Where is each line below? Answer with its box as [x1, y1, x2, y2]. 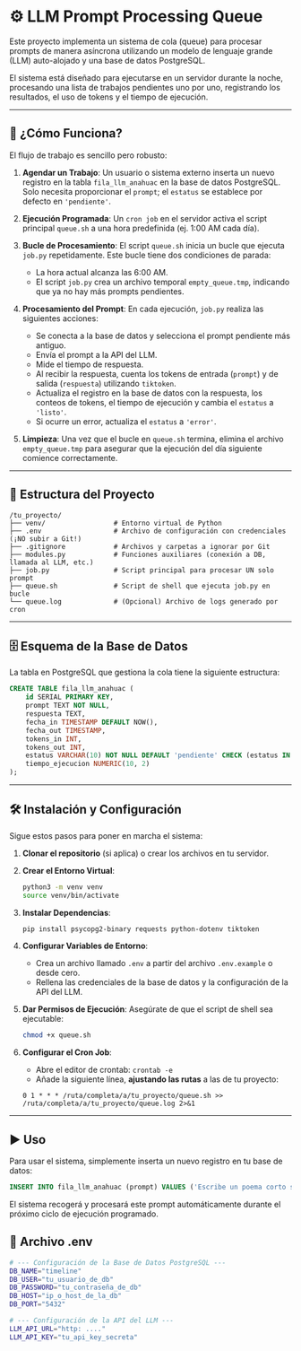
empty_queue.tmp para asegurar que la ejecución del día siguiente [21, 442, 262, 454]
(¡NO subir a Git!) [9, 534, 82, 544]
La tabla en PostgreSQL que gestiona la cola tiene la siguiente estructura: [9, 667, 280, 678]
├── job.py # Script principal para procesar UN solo [9, 565, 275, 575]
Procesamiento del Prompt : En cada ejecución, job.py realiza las [21, 303, 264, 314]
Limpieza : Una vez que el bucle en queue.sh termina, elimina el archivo [21, 433, 284, 444]
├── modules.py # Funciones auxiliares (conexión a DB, [9, 550, 267, 559]
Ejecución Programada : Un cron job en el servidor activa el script [21, 213, 267, 223]
